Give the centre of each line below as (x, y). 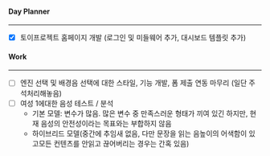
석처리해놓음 (40, 93)
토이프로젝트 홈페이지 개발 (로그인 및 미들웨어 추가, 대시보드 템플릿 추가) (133, 38)
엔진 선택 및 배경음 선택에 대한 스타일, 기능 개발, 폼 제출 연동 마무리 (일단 (133, 83)
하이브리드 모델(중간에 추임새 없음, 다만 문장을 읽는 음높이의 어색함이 (139, 133)
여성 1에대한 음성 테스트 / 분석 (67, 103)
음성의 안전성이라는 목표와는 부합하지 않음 (106, 123)
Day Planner (29, 11)
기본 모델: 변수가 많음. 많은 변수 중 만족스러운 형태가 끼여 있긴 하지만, (140, 113)
